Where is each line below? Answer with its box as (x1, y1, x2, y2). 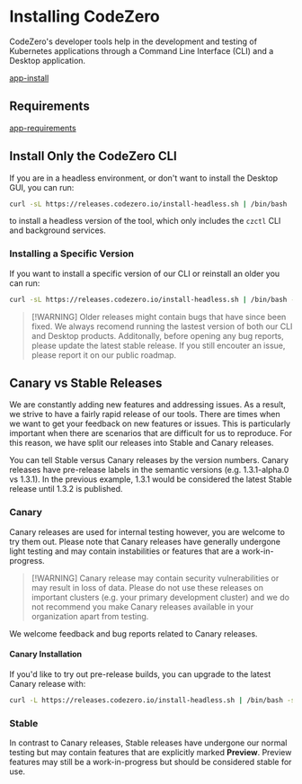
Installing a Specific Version (9, 247, 135, 260)
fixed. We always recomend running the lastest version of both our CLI (31, 321, 293, 332)
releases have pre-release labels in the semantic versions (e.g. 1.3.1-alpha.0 (9, 465, 289, 476)
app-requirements (9, 122, 76, 133)
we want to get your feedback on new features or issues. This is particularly (9, 418, 290, 429)
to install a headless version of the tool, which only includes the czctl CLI (9, 216, 281, 227)
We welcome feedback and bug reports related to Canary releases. (9, 628, 258, 639)
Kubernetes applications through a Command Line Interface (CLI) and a (9, 45, 274, 56)
